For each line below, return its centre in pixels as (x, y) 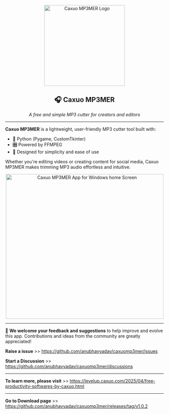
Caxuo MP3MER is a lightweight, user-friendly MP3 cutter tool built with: (80, 129)
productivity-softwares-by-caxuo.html (45, 386)
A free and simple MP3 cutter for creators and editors (84, 114)
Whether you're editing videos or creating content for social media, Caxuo (82, 161)
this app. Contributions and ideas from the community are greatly (73, 336)
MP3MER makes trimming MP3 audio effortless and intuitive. (68, 167)
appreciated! (18, 341)
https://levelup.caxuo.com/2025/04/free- (113, 381)
